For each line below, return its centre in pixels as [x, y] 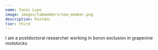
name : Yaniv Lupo [23, 10]
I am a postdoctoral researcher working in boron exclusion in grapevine [79, 38]
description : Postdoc [28, 19]
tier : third [18, 24]
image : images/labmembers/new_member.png [49, 14]
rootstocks [16, 43]
